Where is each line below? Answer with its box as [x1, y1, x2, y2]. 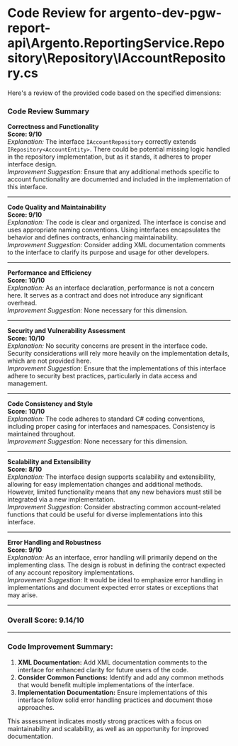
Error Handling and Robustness [7, 538, 101, 547]
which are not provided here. [7, 356, 92, 366]
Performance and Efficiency [7, 269, 92, 277]
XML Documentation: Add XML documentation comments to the [17, 657, 208, 667]
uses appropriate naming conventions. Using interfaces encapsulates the [7, 225, 221, 234]
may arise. [7, 591, 38, 599]
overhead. [7, 299, 38, 307]
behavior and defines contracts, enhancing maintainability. [7, 233, 178, 242]
